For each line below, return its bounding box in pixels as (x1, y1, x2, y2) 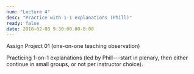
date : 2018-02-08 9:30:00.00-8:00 (6, 25, 95, 32)
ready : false (6, 20, 40, 26)
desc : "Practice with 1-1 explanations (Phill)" (6, 15, 132, 21)
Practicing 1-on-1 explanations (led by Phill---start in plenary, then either (6, 54, 189, 61)
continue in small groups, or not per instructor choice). (6, 61, 143, 68)
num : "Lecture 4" (6, 8, 51, 15)
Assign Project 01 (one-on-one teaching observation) (6, 42, 140, 50)
